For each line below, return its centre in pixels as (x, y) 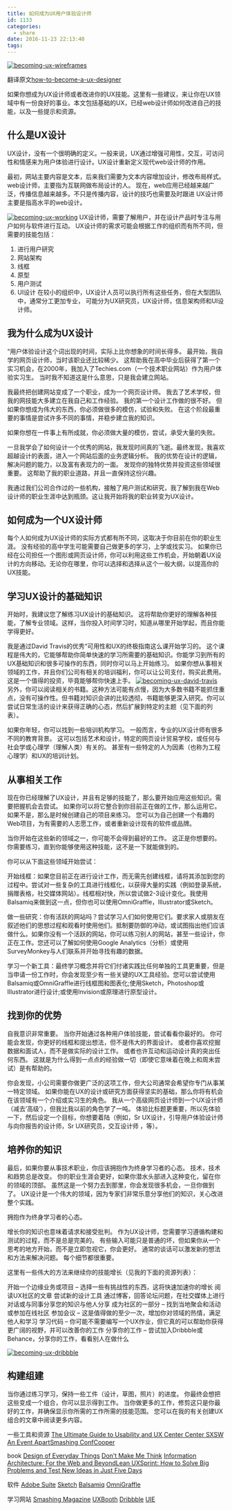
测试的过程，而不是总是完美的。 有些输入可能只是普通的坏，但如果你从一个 (114, 1240)
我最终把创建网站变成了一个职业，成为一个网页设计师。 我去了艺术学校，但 (114, 391)
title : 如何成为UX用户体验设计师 (49, 13)
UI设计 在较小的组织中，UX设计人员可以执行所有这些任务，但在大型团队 (119, 292)
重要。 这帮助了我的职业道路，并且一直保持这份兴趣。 (84, 473)
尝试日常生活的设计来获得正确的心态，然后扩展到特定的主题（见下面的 (107, 707)
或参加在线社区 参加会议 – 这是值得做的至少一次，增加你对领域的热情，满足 (114, 1313)
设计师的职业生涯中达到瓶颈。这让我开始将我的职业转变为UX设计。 (102, 496)
